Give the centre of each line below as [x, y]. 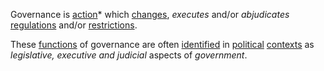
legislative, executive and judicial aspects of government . [129, 55]
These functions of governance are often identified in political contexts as [162, 44]
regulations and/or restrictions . [74, 25]
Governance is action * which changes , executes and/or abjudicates [150, 14]
